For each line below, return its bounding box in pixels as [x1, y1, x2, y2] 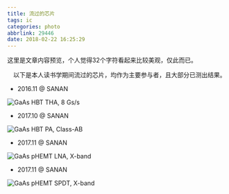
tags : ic [7, 17, 33, 24]
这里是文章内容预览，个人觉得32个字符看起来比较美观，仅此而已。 [7, 56, 198, 65]
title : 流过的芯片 [7, 10, 56, 17]
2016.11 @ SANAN [17, 85, 69, 93]
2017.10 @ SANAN [17, 112, 69, 120]
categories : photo [7, 23, 60, 30]
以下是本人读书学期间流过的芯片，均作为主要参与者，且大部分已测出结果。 [12, 71, 226, 79]
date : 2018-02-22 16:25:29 [7, 36, 85, 43]
